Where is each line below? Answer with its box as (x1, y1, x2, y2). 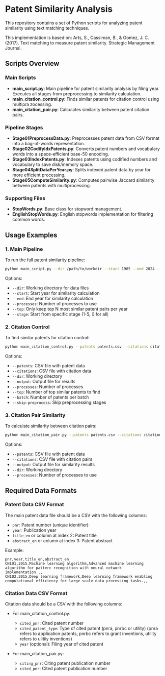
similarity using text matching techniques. (5, 25, 89, 31)
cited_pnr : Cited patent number (19, 620, 84, 626)
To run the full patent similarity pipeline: (5, 257, 85, 263)
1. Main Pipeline (5, 245, 43, 252)
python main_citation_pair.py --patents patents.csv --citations (5, 433, 141, 437)
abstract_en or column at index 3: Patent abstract (12, 537, 113, 544)
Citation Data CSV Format (5, 590, 68, 596)
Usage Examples (5, 231, 57, 239)
